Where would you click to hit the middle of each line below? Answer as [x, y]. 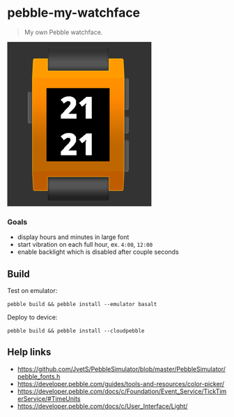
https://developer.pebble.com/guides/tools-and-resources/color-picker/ [121, 384]
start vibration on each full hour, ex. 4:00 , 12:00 [85, 245]
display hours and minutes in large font [73, 237]
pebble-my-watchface [74, 13]
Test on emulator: [32, 291]
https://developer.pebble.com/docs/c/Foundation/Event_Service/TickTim [122, 391]
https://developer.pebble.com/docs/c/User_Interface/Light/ [102, 406]
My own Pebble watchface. [63, 32]
